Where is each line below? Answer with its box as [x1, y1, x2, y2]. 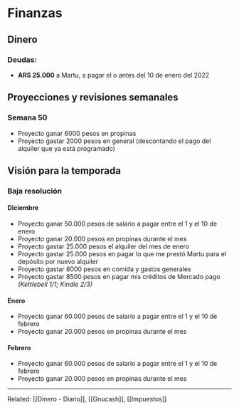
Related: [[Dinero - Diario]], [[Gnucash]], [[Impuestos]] [7, 395, 167, 404]
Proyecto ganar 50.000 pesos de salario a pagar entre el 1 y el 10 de [17, 219, 218, 228]
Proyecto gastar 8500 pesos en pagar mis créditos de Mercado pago [17, 273, 221, 281]
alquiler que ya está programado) [17, 144, 116, 152]
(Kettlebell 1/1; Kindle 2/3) [17, 280, 92, 289]
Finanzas [7, 5, 63, 21]
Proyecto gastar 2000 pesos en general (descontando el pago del [17, 137, 211, 145]
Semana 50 [7, 112, 48, 122]
